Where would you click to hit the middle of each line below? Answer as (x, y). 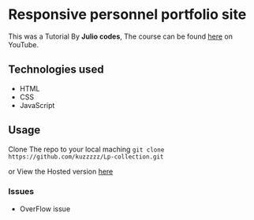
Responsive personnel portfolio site (127, 15)
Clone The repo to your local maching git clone (86, 149)
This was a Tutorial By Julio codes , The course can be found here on (120, 36)
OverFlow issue (45, 209)
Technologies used (56, 70)
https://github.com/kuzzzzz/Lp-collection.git (86, 157)
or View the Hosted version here (61, 171)
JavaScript (37, 105)
